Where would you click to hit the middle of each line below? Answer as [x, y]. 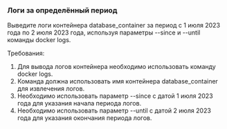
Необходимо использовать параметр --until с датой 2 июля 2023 [114, 111]
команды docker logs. [39, 40]
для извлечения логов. [51, 89]
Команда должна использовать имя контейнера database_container [117, 81]
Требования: [26, 53]
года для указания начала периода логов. [79, 103]
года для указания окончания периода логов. [84, 118]
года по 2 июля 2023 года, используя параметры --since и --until [104, 32]
